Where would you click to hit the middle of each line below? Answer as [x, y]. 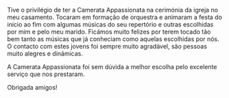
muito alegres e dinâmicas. [45, 53]
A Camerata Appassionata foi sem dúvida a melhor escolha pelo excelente [112, 67]
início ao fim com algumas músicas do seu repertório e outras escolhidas [110, 24]
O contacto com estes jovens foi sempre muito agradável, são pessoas [107, 46]
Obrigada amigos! [32, 87]
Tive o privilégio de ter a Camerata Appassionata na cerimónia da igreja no [112, 10]
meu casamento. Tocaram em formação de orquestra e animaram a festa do [115, 17]
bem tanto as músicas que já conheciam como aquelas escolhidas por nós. [113, 39]
